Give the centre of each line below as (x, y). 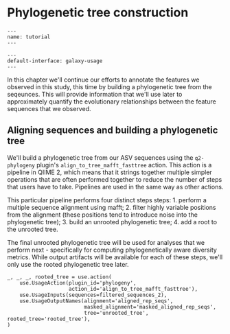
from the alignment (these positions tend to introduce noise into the (102, 215)
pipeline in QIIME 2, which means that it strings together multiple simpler (110, 172)
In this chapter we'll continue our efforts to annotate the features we (103, 80)
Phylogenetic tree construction (98, 13)
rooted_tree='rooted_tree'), (49, 319)
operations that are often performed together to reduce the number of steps (115, 179)
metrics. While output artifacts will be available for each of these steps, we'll (115, 257)
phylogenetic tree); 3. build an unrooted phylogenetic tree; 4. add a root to (112, 222)
